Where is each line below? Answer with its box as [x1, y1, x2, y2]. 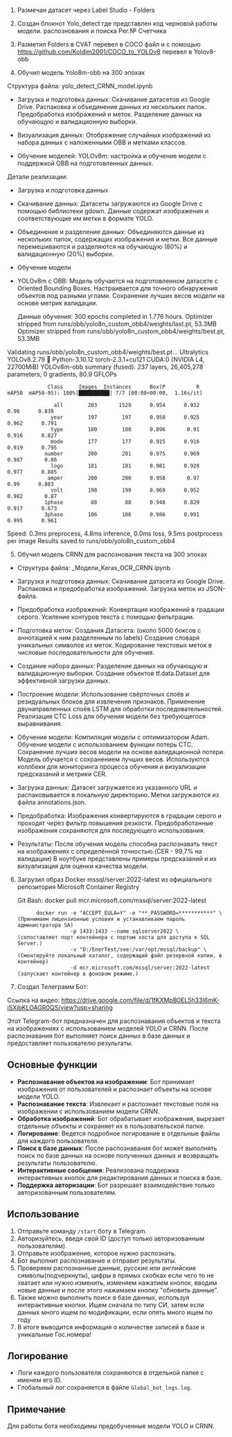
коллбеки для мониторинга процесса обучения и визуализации [17, 763, 206, 770]
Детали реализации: [7, 173, 68, 181]
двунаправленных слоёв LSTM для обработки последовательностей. [17, 705, 224, 713]
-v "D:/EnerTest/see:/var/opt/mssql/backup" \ [70, 946, 207, 953]
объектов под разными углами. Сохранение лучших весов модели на [17, 292, 225, 299]
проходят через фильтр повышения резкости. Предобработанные [17, 819, 213, 827]
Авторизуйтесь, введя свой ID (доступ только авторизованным [17, 1234, 205, 1243]
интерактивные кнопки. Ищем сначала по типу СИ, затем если [17, 1300, 204, 1309]
